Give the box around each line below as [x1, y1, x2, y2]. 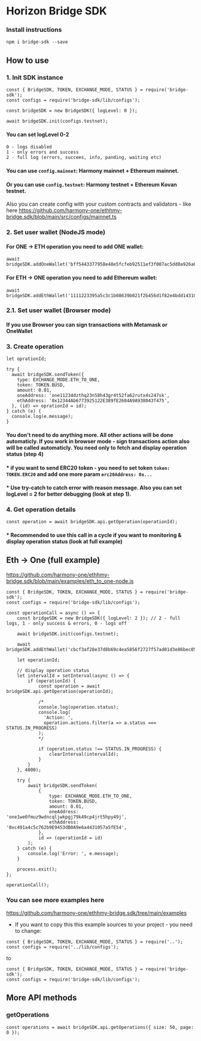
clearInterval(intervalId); [48, 751, 119, 757]
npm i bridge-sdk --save [6, 39, 68, 45]
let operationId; [17, 657, 60, 663]
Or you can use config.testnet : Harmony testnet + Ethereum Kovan [6, 181, 178, 188]
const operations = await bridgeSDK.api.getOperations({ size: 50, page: [6, 1024, 194, 1030]
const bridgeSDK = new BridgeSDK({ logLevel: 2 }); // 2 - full [17, 615, 181, 621]
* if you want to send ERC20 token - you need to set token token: [6, 464, 170, 471]
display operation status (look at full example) [6, 538, 123, 545]
